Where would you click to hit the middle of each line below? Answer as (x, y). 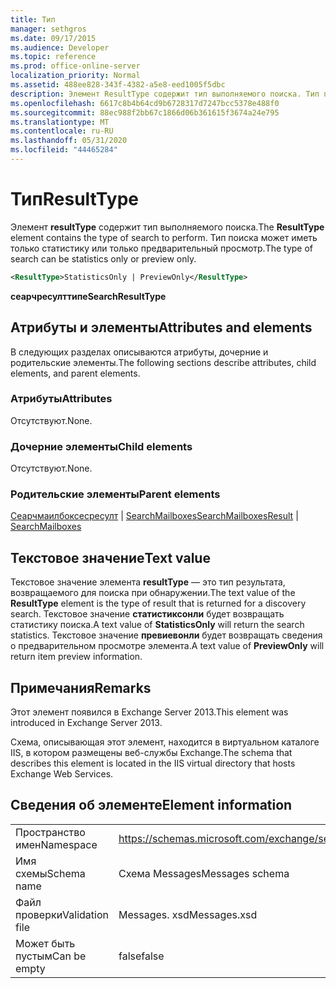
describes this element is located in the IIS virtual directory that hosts (153, 763)
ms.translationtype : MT (60, 122)
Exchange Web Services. (62, 774)
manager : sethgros (48, 29)
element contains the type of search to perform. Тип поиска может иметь (164, 237)
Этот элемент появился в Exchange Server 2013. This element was (149, 712)
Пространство (50, 832)
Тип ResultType (74, 199)
